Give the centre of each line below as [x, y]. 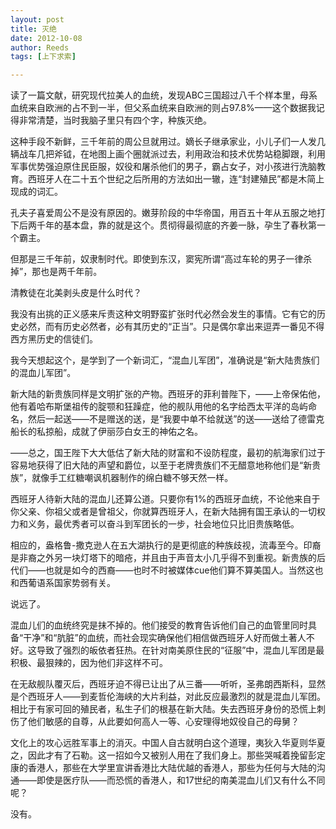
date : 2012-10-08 [46, 38]
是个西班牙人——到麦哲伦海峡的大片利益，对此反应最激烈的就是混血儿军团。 [168, 697]
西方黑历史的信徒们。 [54, 339]
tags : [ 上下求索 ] [43, 57]
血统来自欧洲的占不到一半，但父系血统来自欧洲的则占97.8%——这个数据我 [163, 108]
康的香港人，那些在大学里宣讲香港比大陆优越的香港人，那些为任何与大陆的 [163, 768]
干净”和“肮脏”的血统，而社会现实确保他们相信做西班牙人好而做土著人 [165, 638]
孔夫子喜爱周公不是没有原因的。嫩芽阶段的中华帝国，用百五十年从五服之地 [163, 213]
